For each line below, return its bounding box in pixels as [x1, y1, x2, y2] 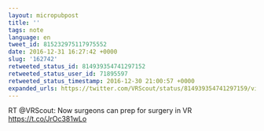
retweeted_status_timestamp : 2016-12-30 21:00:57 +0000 [8, 77, 195, 85]
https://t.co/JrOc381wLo [8, 115, 87, 124]
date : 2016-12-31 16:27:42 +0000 [8, 48, 118, 56]
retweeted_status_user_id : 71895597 [8, 70, 128, 78]
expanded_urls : [8, 84, 58, 93]
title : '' [8, 19, 41, 27]
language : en [8, 33, 51, 42]
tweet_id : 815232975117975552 [8, 41, 108, 49]
